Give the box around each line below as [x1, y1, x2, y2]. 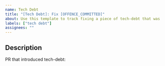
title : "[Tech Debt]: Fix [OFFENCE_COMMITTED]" [5, 12, 105, 17]
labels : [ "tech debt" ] [5, 21, 52, 26]
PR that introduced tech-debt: [5, 56, 66, 62]
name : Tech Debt [5, 7, 39, 12]
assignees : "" [5, 25, 35, 30]
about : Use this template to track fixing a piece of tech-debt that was [5, 16, 161, 21]
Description [5, 44, 42, 52]
